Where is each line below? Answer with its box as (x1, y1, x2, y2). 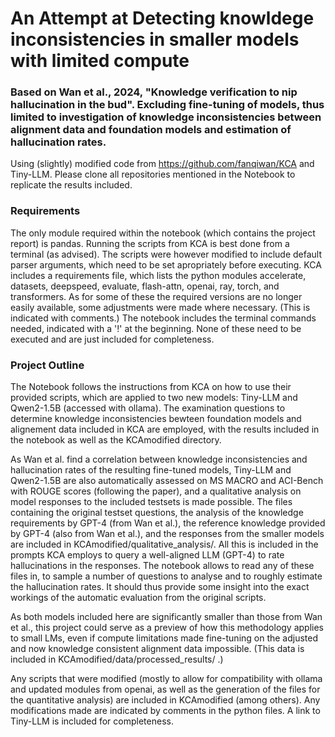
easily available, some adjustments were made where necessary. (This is (10, 301, 311, 313)
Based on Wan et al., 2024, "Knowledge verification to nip (10, 85, 298, 99)
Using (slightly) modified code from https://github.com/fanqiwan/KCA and (10, 158, 315, 170)
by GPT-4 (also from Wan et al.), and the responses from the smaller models (10, 528, 325, 540)
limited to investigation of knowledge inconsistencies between (10, 110, 322, 124)
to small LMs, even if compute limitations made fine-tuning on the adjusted (10, 632, 319, 644)
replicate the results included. (10, 179, 133, 191)
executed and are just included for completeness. (10, 333, 215, 345)
